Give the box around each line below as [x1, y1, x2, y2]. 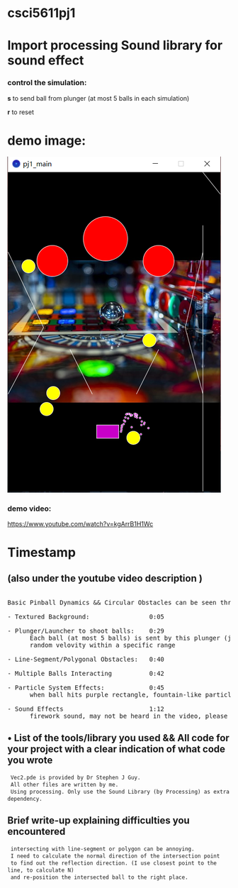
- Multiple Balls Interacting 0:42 [7, 669, 165, 677]
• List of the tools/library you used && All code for [7, 732, 230, 744]
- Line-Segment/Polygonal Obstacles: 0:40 [7, 655, 165, 663]
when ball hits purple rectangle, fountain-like [29, 690, 202, 699]
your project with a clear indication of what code [7, 743, 225, 755]
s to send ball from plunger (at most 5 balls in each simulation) [7, 94, 190, 102]
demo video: [7, 504, 52, 514]
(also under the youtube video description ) [7, 572, 203, 584]
